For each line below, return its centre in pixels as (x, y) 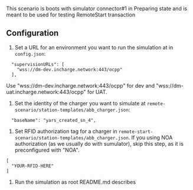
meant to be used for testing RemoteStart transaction (71, 15)
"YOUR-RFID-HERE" (33, 166)
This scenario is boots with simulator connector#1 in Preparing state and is (97, 9)
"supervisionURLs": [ (38, 64)
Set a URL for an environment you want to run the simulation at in (94, 47)
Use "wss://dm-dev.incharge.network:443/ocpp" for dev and (81, 85)
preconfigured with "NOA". (47, 150)
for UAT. (97, 92)
